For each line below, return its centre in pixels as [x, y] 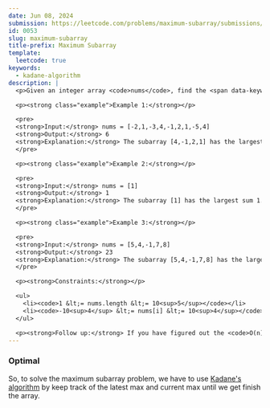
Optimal [24, 361]
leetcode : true [41, 61]
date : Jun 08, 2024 [41, 16]
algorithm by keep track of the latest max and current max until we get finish [135, 387]
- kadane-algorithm [48, 75]
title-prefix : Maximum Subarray [62, 46]
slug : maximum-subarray [48, 38]
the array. [24, 395]
